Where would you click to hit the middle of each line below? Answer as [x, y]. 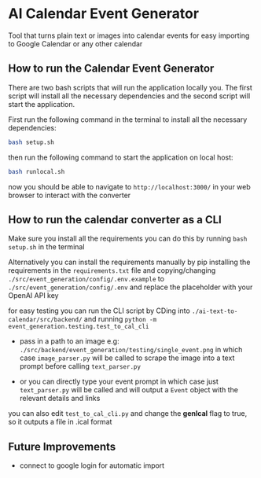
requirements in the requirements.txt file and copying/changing [112, 270]
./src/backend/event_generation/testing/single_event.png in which [131, 350]
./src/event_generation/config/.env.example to [86, 279]
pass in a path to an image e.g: [69, 341]
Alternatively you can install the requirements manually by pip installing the [129, 262]
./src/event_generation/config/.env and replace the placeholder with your [130, 287]
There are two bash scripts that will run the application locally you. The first [130, 87]
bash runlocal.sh [37, 171]
